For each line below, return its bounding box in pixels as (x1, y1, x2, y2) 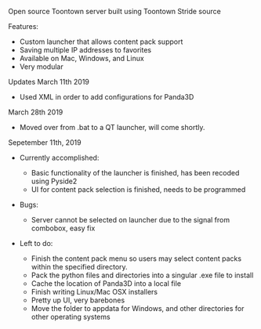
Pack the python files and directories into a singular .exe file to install (31, 270, 254, 280)
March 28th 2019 (8, 107, 63, 117)
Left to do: (19, 239, 53, 248)
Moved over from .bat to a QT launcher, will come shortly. (19, 123, 205, 132)
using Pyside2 (31, 176, 78, 186)
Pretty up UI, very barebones (31, 295, 125, 305)
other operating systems (31, 313, 111, 321)
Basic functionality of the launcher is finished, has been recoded (31, 168, 240, 177)
